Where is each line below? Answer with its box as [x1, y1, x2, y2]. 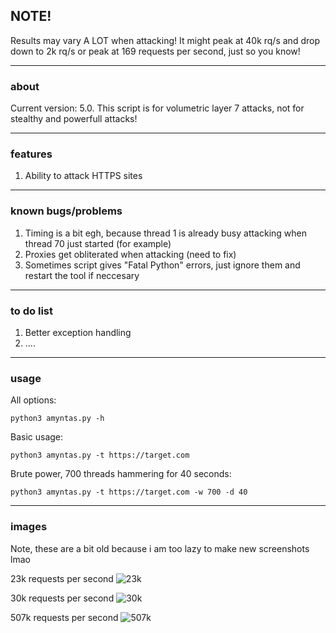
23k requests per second [10, 572, 114, 584]
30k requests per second [10, 592, 115, 604]
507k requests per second [10, 611, 119, 623]
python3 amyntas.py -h [10, 414, 105, 424]
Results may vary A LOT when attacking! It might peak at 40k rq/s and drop [10, 34, 320, 46]
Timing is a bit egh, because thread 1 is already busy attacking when [24, 227, 308, 239]
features [10, 147, 53, 161]
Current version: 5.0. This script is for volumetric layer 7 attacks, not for [10, 102, 305, 114]
